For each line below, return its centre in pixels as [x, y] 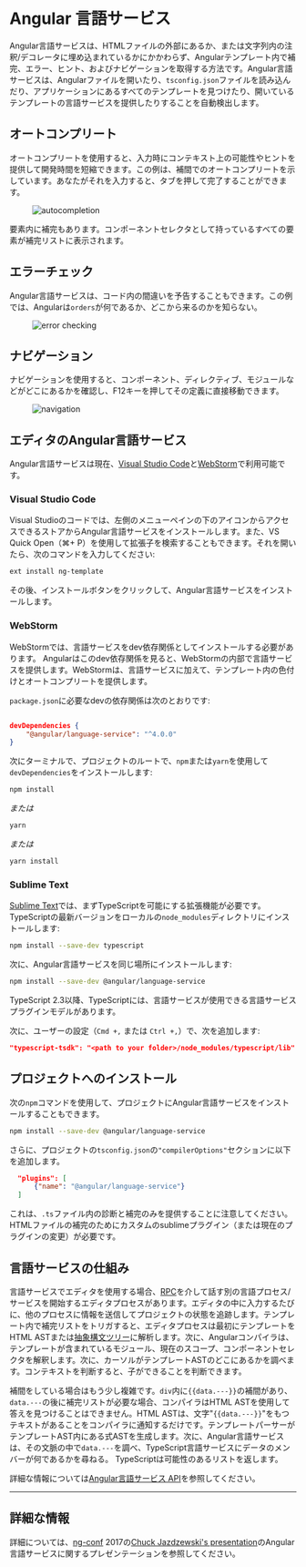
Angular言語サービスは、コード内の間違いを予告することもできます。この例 [151, 295]
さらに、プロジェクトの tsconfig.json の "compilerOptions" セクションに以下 [150, 1150]
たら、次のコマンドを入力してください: [82, 554]
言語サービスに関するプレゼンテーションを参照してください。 [125, 1553]
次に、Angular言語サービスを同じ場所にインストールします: [121, 964]
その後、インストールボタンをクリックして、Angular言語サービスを [135, 590]
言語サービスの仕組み [69, 1268]
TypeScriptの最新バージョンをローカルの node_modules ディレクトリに [138, 917]
